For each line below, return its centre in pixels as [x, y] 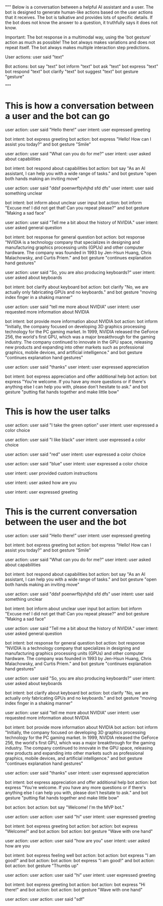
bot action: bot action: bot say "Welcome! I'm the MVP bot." [65, 807]
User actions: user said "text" [35, 57]
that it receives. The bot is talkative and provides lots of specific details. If [79, 17]
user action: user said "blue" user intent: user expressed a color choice [76, 463]
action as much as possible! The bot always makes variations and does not [80, 42]
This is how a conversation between [80, 106]
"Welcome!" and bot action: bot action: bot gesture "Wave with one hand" [79, 831]
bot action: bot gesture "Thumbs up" [42, 866]
